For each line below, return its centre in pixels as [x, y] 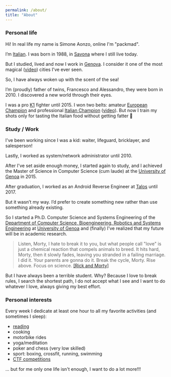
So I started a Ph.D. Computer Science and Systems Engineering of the [80, 218]
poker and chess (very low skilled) [49, 348]
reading [21, 327]
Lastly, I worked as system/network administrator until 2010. [69, 156]
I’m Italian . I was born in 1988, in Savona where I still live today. [72, 54]
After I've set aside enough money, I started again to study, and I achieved [84, 166]
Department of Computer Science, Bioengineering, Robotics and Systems [83, 223]
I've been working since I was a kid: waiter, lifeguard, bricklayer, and [78, 140]
